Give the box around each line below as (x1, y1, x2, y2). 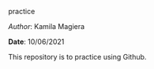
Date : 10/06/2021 (8, 37, 65, 46)
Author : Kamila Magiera (8, 22, 85, 31)
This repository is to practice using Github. (8, 53, 147, 61)
